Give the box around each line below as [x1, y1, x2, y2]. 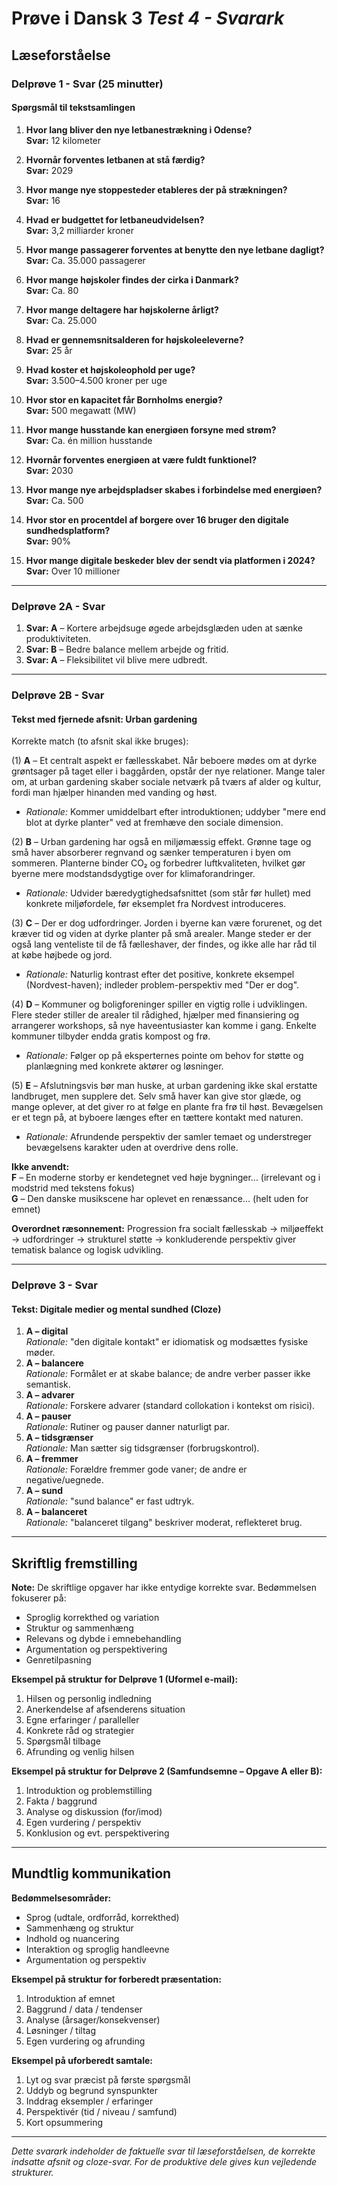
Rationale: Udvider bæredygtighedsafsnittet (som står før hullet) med [25, 887, 311, 899]
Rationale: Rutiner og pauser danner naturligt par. [25, 1421, 231, 1433]
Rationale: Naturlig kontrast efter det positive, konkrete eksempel [25, 968, 295, 981]
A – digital [25, 1325, 69, 1337]
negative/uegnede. [25, 1474, 104, 1486]
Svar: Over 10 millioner [25, 565, 121, 577]
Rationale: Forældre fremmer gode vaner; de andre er [25, 1463, 248, 1476]
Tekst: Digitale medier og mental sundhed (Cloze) [11, 1303, 222, 1315]
